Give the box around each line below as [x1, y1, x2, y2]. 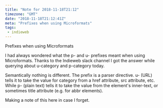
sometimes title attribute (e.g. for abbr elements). [5, 88, 103, 93]
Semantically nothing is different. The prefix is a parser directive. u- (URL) [5, 72, 153, 78]
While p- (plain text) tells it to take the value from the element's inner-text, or [5, 83, 158, 88]
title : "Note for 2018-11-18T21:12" [5, 7, 79, 12]
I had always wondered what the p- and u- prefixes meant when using [5, 53, 146, 58]
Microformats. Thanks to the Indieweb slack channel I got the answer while [5, 58, 155, 63]
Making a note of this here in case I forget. [5, 97, 90, 103]
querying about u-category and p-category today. [5, 63, 105, 69]
